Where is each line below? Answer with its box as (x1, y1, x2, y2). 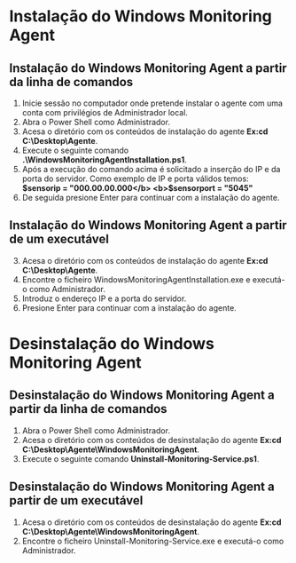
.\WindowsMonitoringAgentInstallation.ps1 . (21, 155, 188, 165)
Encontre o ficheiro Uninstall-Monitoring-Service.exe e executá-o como (21, 535, 284, 546)
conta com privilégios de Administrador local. (21, 107, 189, 117)
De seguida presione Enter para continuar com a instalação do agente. (21, 193, 280, 202)
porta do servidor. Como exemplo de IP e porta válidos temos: (21, 173, 250, 184)
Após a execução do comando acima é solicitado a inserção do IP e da (21, 164, 281, 174)
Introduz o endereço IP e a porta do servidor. (21, 293, 187, 304)
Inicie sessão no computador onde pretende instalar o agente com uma (21, 98, 284, 108)
